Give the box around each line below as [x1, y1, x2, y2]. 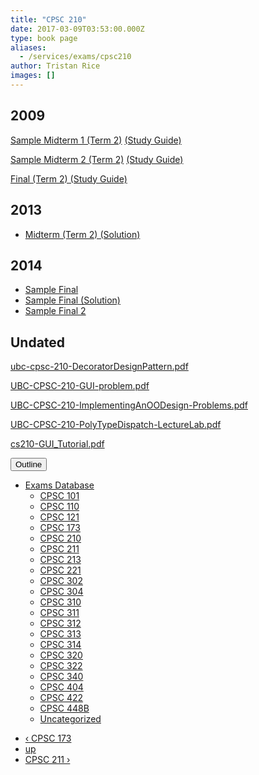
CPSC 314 [39, 639, 82, 651]
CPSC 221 [39, 564, 82, 576]
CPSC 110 [39, 501, 80, 513]
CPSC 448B [39, 702, 90, 715]
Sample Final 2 [24, 305, 87, 317]
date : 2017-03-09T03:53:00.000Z [10, 24, 145, 34]
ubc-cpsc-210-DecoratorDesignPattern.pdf [10, 361, 189, 373]
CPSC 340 [39, 671, 84, 683]
